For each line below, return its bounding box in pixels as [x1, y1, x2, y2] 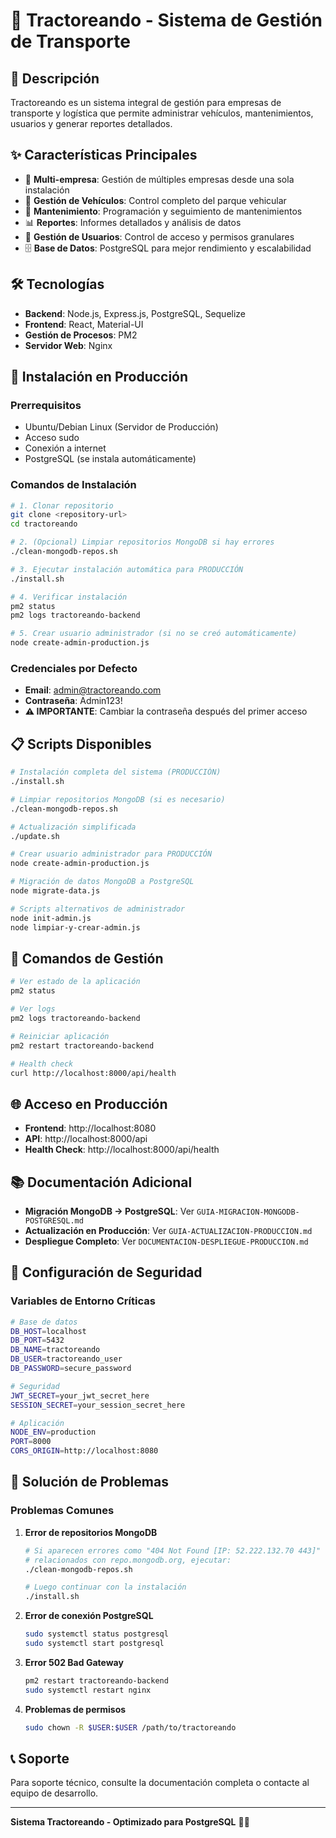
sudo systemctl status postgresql [24, 1629, 169, 1639]
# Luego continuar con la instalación [24, 1582, 187, 1593]
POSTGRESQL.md [24, 1216, 84, 1226]
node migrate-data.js [10, 886, 101, 896]
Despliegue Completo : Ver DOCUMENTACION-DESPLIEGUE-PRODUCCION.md [24, 1235, 309, 1248]
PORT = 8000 [10, 1437, 52, 1447]
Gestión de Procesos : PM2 [24, 329, 138, 341]
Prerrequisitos [10, 398, 82, 412]
